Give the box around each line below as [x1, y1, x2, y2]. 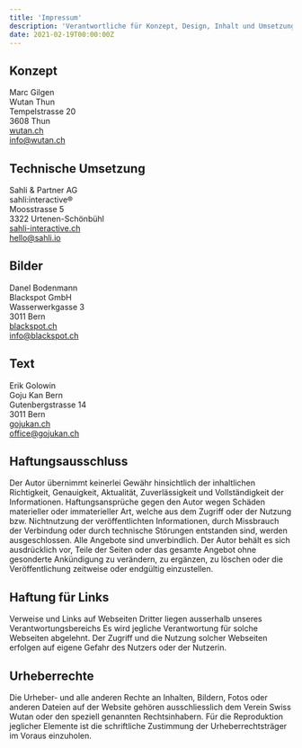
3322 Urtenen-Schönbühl [9, 213, 105, 224]
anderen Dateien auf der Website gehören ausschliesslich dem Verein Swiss [9, 702, 292, 713]
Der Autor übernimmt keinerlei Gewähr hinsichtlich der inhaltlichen [9, 477, 256, 488]
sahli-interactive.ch [9, 223, 81, 234]
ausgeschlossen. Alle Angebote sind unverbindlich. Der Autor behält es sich [9, 535, 290, 546]
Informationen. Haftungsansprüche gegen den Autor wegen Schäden [9, 496, 266, 508]
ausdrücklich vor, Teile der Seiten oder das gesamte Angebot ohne [9, 545, 257, 556]
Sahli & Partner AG [9, 185, 78, 195]
